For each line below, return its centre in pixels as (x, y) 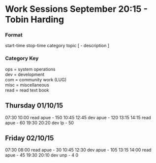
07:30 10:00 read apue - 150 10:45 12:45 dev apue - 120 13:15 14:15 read (78, 117)
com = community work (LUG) (36, 79)
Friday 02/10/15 (30, 138)
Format (14, 35)
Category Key (22, 59)
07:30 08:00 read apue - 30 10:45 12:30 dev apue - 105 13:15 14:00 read (78, 150)
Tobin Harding (35, 19)
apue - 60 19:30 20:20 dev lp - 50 (39, 123)
